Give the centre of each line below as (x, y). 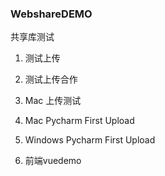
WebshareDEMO (51, 14)
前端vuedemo (53, 161)
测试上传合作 (51, 79)
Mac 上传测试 (53, 101)
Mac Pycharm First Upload (79, 121)
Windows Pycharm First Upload (90, 140)
